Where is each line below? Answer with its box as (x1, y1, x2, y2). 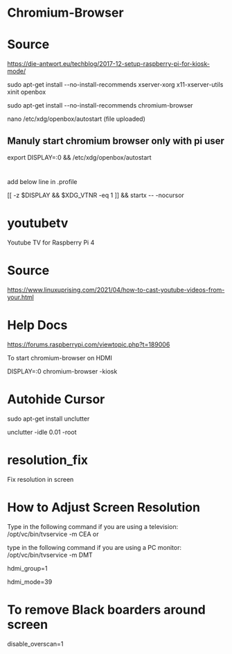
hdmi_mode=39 (7, 578, 53, 586)
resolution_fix (7, 453, 89, 468)
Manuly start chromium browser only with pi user (7, 135, 225, 146)
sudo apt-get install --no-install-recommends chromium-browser (7, 101, 193, 110)
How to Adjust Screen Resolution (7, 500, 201, 515)
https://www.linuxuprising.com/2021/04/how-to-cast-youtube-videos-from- (7, 286, 225, 294)
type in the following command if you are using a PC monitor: (7, 543, 182, 551)
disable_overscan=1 (7, 639, 64, 648)
